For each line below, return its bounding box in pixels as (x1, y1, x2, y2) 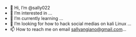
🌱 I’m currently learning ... (9, 15, 63, 21)
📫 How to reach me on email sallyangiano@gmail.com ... (9, 26, 126, 32)
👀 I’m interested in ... (9, 10, 52, 16)
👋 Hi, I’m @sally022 (9, 5, 50, 10)
